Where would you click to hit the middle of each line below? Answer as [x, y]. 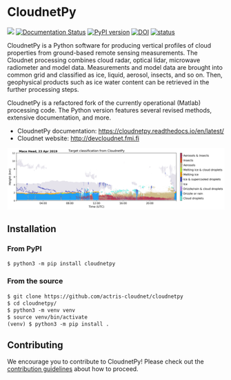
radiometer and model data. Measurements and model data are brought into [115, 67]
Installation [32, 229]
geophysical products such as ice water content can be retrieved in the [108, 82]
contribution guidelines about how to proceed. [73, 369]
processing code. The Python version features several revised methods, [110, 110]
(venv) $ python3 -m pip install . [58, 324]
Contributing [35, 345]
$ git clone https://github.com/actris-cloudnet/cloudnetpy [96, 296]
